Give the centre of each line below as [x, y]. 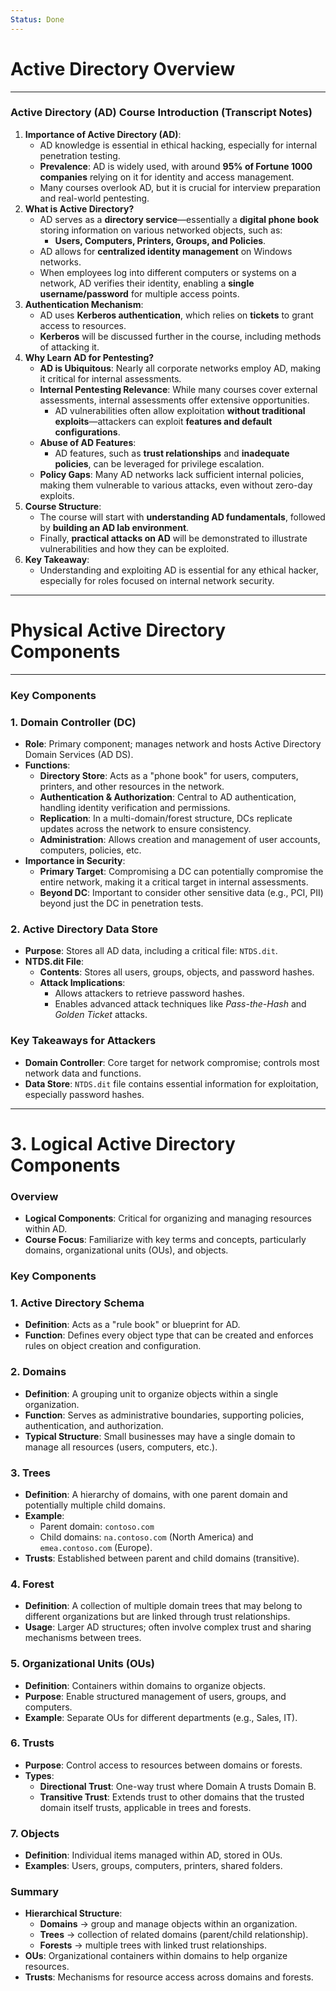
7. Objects [35, 1833]
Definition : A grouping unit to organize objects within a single [151, 1393]
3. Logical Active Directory [123, 1143]
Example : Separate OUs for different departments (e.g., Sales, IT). [161, 1717]
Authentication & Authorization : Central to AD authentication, [168, 797]
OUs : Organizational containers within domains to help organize [156, 1956]
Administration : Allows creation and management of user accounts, [180, 840]
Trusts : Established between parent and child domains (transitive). [162, 1558]
